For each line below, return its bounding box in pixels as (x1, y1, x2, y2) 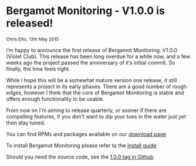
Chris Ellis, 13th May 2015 (6, 36, 59, 42)
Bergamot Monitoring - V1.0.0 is (6, 4, 165, 18)
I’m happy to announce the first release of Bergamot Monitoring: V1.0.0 (6, 46, 177, 53)
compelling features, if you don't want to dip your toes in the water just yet (6, 113, 187, 120)
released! (6, 16, 53, 30)
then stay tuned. (6, 119, 46, 126)
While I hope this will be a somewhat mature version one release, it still (6, 76, 177, 83)
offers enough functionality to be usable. (6, 95, 104, 102)
